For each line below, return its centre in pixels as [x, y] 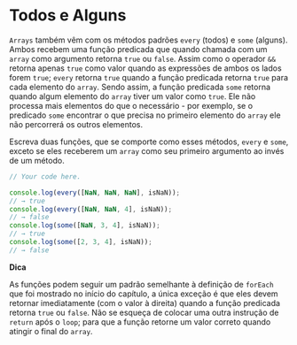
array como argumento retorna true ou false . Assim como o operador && [143, 58]
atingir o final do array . [51, 331]
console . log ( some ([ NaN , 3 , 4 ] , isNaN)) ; [85, 226]
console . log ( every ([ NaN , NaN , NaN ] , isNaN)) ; [95, 192]
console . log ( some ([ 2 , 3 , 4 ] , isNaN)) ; [81, 242]
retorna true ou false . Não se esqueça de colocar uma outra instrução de [144, 312]
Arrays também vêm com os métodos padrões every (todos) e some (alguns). [148, 40]
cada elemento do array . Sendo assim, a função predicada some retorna [140, 87]
